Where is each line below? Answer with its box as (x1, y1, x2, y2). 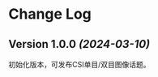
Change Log (8, 5, 92, 24)
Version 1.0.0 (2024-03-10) (8, 37, 151, 51)
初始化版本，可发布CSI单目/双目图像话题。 (8, 60, 152, 69)
